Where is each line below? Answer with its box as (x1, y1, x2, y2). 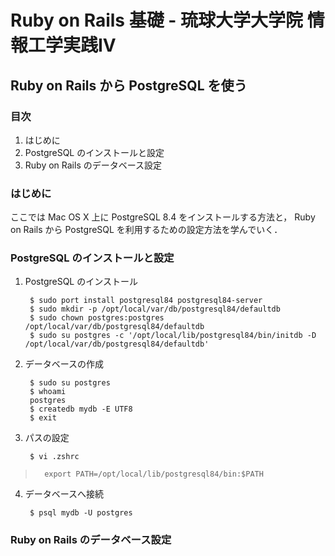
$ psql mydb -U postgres (29, 508, 133, 518)
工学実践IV (28, 34, 117, 57)
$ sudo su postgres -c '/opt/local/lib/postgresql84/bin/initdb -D (29, 331, 317, 341)
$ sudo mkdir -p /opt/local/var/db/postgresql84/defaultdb (29, 304, 281, 315)
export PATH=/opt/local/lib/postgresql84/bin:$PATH (44, 469, 264, 480)
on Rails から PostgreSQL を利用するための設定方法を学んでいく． (10, 224, 283, 236)
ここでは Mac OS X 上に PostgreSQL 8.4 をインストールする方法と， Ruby (10, 211, 316, 223)
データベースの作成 (24, 358, 105, 370)
